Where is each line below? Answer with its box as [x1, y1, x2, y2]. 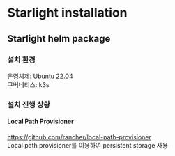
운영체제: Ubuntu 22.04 [7, 72, 73, 80]
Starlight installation [7, 5, 128, 21]
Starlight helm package [7, 33, 111, 45]
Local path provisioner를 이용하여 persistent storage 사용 [7, 141, 169, 149]
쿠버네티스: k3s [7, 80, 50, 88]
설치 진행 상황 [7, 100, 51, 109]
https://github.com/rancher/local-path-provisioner [7, 133, 151, 141]
